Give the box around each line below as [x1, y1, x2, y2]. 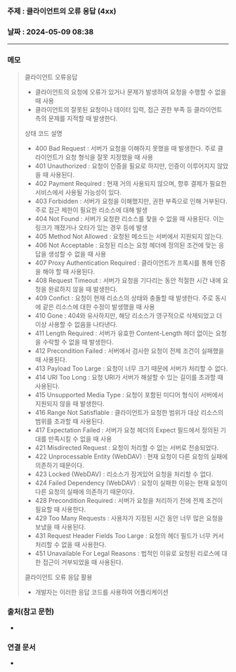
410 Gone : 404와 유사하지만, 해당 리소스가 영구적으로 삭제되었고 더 [34, 311, 223, 320]
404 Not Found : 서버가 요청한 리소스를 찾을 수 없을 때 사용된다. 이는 [34, 214, 225, 223]
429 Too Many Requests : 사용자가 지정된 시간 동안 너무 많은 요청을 [34, 514, 223, 522]
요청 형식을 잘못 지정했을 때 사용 [65, 153, 153, 161]
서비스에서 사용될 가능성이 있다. [34, 188, 122, 197]
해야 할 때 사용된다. [42, 267, 96, 275]
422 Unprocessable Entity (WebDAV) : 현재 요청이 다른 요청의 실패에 [34, 452, 228, 461]
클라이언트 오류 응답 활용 [24, 573, 93, 581]
